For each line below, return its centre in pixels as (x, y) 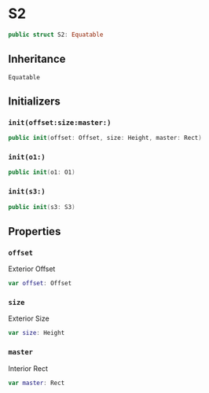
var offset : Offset (40, 284)
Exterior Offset (32, 269)
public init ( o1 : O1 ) (42, 173)
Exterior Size (29, 318)
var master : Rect (37, 383)
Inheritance (37, 59)
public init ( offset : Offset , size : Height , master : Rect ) (105, 138)
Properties (35, 231)
